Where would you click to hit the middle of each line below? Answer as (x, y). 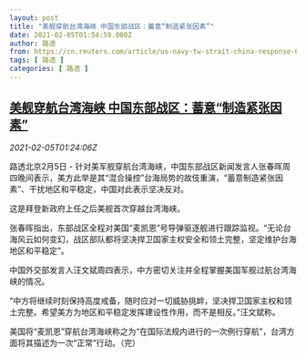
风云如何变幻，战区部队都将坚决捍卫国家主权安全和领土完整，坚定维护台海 (157, 239)
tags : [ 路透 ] (37, 60)
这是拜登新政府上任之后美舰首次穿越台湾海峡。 (97, 208)
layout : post (34, 18)
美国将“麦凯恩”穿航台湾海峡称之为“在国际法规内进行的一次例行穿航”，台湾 (148, 331)
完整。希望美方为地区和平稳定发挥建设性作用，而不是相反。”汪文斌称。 (148, 311)
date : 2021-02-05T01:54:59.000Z (71, 35)
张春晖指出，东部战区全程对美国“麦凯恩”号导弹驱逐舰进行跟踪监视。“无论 (147, 228)
